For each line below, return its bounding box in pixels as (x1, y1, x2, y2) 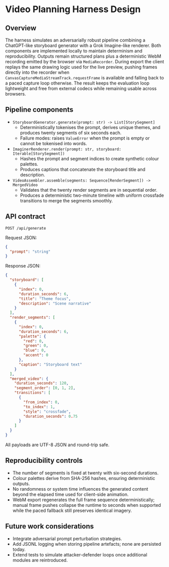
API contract (5, 212, 45, 221)
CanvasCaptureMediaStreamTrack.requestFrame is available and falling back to (5, 75, 164, 80)
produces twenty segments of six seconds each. (20, 129, 122, 136)
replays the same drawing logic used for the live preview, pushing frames (5, 64, 157, 70)
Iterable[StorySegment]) (12, 151, 65, 156)
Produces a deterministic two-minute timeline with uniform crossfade (20, 192, 164, 198)
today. (12, 546, 26, 552)
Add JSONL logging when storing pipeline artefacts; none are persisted (12, 541, 161, 547)
